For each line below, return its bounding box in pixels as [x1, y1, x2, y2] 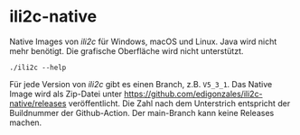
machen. [9, 117, 42, 128]
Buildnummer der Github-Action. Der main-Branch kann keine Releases [9, 107, 275, 118]
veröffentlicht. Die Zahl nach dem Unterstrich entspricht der [68, 97, 291, 109]
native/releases [9, 97, 67, 109]
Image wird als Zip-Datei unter [9, 88, 123, 99]
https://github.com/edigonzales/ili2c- [124, 88, 264, 99]
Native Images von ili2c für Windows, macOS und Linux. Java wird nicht [9, 36, 277, 47]
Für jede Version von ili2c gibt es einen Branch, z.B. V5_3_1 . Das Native [9, 78, 273, 89]
